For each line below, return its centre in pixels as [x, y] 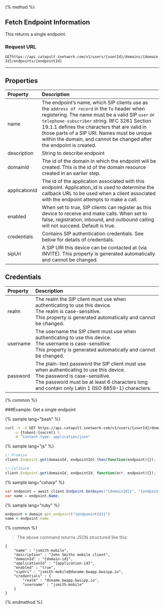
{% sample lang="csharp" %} [35, 482]
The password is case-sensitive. [73, 376]
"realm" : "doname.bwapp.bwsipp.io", [61, 580]
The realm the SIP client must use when [81, 299]
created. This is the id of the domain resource [94, 167]
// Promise [16, 455]
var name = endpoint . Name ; [32, 496]
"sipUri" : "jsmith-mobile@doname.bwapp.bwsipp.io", [69, 572]
